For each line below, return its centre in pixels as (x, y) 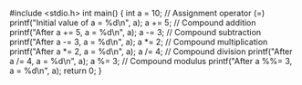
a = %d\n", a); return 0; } (56, 71)
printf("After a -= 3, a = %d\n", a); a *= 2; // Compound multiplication (139, 42)
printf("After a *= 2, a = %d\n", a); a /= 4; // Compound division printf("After (151, 52)
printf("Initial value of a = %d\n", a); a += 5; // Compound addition (133, 23)
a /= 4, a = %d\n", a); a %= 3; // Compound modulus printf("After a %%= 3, (151, 61)
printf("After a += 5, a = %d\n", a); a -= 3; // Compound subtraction (135, 32)
